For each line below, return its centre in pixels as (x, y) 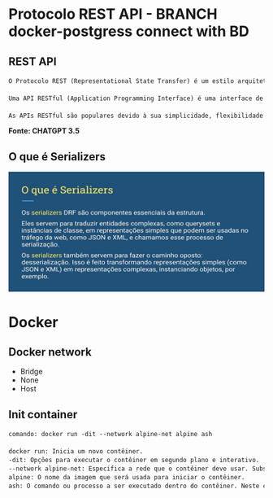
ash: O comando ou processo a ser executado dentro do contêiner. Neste (134, 486)
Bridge (31, 372)
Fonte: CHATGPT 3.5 (44, 131)
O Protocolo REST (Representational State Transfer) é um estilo (121, 81)
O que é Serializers (57, 157)
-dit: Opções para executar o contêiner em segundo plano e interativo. (134, 460)
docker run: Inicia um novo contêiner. (76, 452)
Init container (43, 415)
